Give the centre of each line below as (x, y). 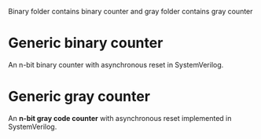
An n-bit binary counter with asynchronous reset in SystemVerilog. (116, 64)
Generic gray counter (79, 97)
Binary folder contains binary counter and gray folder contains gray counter (130, 11)
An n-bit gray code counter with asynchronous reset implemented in (120, 118)
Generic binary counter (86, 43)
